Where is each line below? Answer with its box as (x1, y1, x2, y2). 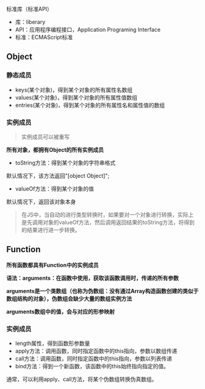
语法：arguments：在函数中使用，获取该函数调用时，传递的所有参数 (6, 274, 179, 282)
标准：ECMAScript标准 (15, 34, 73, 41)
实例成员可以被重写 (21, 133, 70, 140)
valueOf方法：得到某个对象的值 (15, 185, 95, 192)
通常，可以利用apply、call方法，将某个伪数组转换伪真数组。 (6, 376, 157, 383)
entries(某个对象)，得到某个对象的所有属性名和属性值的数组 (15, 101, 165, 109)
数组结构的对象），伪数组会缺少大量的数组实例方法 (6, 295, 132, 302)
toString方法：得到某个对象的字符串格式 (15, 159, 116, 166)
